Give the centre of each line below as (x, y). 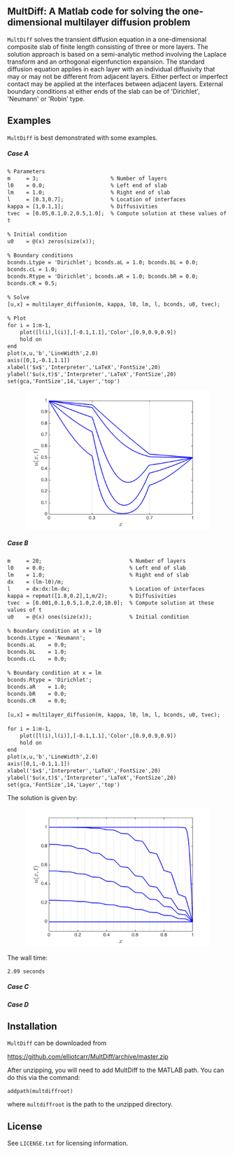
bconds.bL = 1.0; (37, 652)
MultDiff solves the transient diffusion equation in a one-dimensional (107, 39)
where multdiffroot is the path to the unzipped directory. (90, 1104)
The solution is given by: (43, 797)
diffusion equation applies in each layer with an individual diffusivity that (111, 69)
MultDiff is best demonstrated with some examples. (83, 137)
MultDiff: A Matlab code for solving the (94, 12)
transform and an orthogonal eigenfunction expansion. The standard (106, 62)
